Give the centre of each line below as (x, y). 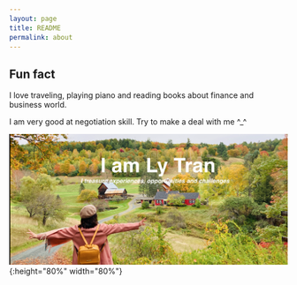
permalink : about (41, 37)
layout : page (33, 19)
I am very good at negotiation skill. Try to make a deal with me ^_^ (128, 122)
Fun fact (32, 74)
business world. (38, 105)
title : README (35, 28)
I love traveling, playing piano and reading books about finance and (132, 95)
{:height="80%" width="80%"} (66, 271)
